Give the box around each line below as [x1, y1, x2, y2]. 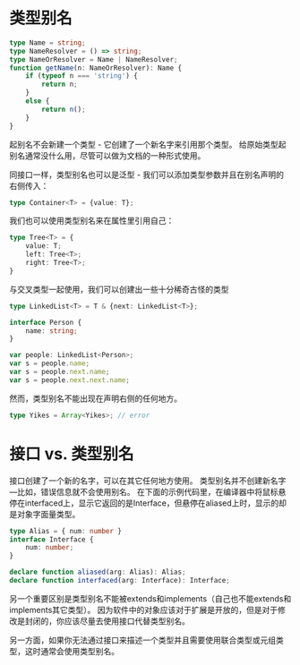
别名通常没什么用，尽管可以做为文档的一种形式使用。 [9, 149, 206, 161]
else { [25, 97, 50, 106]
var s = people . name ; [9, 359, 90, 368]
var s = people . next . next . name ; [9, 375, 130, 385]
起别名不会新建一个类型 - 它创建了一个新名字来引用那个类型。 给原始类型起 [9, 139, 287, 149]
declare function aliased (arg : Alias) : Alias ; [9, 567, 186, 577]
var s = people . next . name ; [9, 368, 110, 377]
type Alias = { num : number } [9, 526, 123, 535]
